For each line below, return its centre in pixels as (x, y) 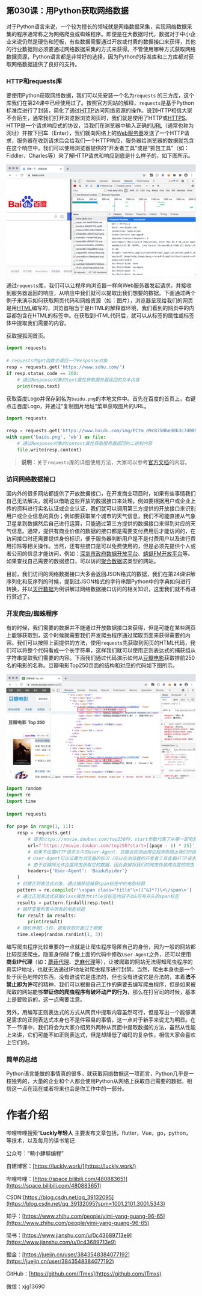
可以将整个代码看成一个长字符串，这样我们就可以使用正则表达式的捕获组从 (103, 650)
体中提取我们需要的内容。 (38, 323)
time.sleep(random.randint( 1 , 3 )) (60, 935)
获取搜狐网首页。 (27, 336)
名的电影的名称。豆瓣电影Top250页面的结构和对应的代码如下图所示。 (92, 665)
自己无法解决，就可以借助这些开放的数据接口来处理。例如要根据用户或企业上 (101, 501)
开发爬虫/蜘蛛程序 (32, 614)
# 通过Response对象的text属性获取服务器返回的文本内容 (78, 380)
